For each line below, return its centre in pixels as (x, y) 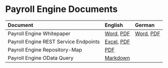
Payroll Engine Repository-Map (45, 49)
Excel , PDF (117, 41)
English (114, 25)
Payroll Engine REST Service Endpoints (54, 41)
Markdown (117, 57)
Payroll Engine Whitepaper (39, 33)
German (145, 25)
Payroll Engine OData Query (41, 57)
